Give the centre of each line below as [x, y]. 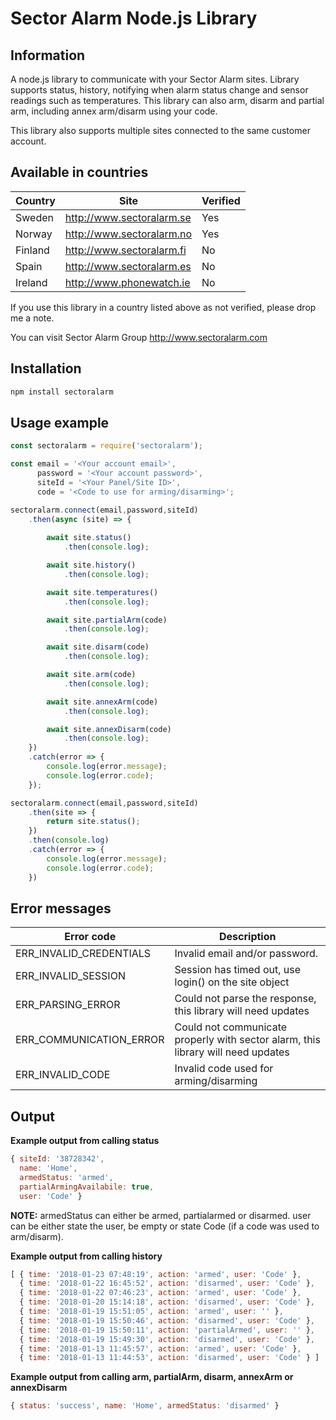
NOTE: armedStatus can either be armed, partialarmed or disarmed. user [161, 1215]
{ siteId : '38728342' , [57, 1159]
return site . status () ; [93, 822]
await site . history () [91, 565]
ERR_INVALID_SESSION [70, 976]
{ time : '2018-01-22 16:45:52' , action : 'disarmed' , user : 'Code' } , [167, 1283]
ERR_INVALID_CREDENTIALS [83, 954]
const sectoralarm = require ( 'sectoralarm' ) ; [106, 446]
